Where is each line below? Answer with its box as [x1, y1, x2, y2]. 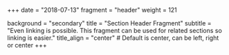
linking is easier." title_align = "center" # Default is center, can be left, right [7, 34, 219, 42]
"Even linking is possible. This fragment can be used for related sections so [7, 27, 223, 34]
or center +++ [7, 41, 47, 49]
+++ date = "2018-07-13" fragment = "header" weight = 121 [7, 6, 178, 14]
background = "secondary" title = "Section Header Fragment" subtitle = [7, 19, 212, 27]
